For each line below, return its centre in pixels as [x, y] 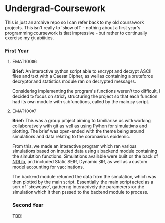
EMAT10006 [25, 62]
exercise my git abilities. [30, 38]
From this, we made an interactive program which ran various [74, 146]
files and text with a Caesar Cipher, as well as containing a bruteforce [83, 76]
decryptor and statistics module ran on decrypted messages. [74, 81]
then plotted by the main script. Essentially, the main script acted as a [83, 182]
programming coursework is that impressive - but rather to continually [76, 33]
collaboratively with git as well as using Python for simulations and [80, 126]
